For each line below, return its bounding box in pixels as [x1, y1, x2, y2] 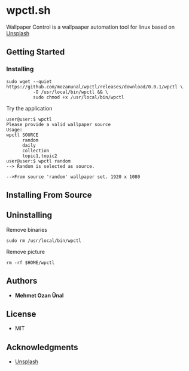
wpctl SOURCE [6, 132, 39, 138]
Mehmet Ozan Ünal [14, 292, 64, 299]
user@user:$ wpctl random [6, 158, 71, 164]
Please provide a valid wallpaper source [6, 121, 111, 127]
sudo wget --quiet [6, 78, 52, 84]
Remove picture [6, 248, 45, 255]
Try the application [6, 105, 53, 112]
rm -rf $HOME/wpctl [6, 259, 55, 266]
